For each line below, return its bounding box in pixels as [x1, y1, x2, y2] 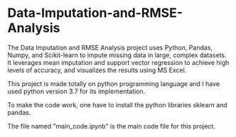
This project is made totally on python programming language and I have [7, 79, 220, 88]
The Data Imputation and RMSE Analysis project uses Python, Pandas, [7, 43, 213, 52]
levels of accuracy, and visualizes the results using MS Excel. [7, 66, 187, 74]
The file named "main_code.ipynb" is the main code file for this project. [7, 121, 215, 130]
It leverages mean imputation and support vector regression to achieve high [7, 58, 230, 66]
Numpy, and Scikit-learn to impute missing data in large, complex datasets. [7, 51, 227, 59]
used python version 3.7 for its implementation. [7, 87, 146, 95]
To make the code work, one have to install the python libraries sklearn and [7, 100, 227, 109]
